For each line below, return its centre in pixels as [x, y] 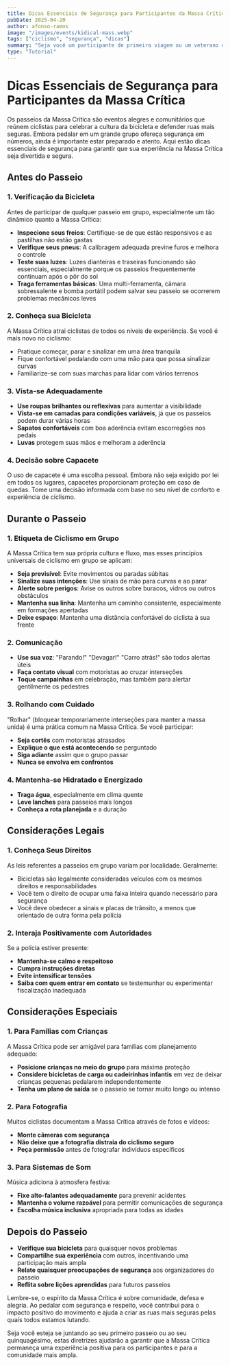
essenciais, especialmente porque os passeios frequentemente [106, 269]
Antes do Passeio [45, 177]
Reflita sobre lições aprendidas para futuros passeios [94, 1285]
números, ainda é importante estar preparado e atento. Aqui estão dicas [109, 141]
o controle [31, 254]
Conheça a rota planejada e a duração [72, 809]
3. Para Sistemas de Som [49, 1167]
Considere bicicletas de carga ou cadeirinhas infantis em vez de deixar [119, 1074]
